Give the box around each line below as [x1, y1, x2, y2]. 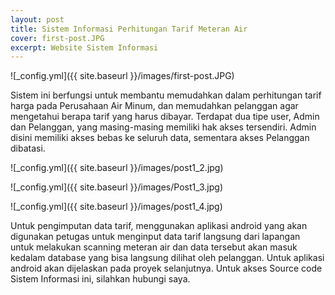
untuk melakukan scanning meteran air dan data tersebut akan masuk [10, 241, 298, 253]
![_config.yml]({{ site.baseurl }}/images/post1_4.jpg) [10, 201, 223, 213]
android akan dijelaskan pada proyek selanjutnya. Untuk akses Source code [10, 262, 323, 275]
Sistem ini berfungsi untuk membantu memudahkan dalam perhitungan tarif [10, 89, 322, 101]
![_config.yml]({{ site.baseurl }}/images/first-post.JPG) [10, 70, 235, 82]
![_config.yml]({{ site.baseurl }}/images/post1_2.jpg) [10, 162, 224, 174]
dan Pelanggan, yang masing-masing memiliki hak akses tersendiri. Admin [10, 121, 317, 133]
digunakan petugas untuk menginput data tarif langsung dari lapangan [10, 231, 301, 243]
